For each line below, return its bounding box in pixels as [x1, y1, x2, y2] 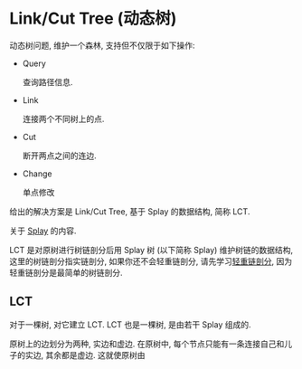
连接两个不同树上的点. [22, 113, 105, 124]
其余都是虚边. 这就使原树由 [44, 349, 146, 360]
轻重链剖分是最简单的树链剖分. [9, 267, 124, 278]
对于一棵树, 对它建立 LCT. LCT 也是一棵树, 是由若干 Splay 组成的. [9, 318, 251, 330]
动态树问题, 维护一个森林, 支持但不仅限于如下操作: [9, 40, 195, 51]
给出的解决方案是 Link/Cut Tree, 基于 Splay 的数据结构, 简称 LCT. [9, 205, 250, 217]
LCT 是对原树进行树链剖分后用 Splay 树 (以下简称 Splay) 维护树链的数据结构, [9, 244, 294, 255]
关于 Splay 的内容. [9, 225, 77, 236]
